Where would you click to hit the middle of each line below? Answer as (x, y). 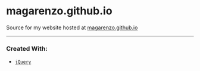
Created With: (27, 48)
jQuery (23, 62)
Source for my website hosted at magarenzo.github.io (72, 27)
